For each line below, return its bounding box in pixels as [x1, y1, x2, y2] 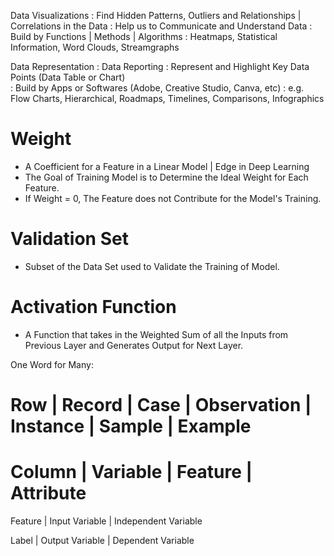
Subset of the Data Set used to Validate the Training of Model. [24, 260, 280, 272]
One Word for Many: [10, 358, 94, 370]
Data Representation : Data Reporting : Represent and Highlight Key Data [10, 61, 310, 72]
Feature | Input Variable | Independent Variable [10, 515, 203, 527]
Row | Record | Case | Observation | [10, 394, 312, 416]
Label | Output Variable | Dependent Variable [10, 534, 195, 546]
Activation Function [10, 296, 177, 319]
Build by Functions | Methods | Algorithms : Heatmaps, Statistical [10, 31, 278, 42]
